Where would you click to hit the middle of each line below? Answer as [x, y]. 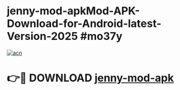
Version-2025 [43, 36]
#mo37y [101, 36]
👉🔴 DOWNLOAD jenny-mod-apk [90, 78]
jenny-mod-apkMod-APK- [73, 11]
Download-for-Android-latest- [84, 24]
